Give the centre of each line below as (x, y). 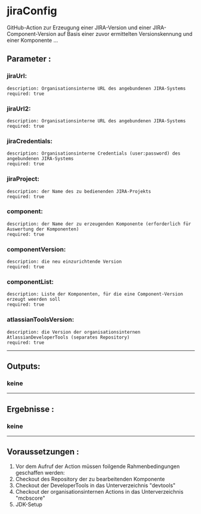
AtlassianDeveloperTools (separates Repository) (68, 337)
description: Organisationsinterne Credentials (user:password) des (94, 153)
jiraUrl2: (19, 109)
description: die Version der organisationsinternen (74, 332)
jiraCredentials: (30, 141)
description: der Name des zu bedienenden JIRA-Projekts (79, 191)
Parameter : (29, 59)
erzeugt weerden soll (34, 300)
